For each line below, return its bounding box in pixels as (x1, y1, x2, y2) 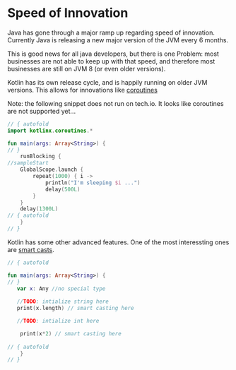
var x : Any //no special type (16, 285, 106, 292)
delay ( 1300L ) (20, 205, 59, 213)
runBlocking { (20, 153, 61, 160)
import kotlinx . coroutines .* (7, 127, 93, 134)
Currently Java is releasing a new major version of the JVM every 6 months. (7, 35, 228, 44)
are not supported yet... (7, 107, 76, 115)
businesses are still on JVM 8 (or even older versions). (7, 64, 166, 73)
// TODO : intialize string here (16, 298, 110, 305)
